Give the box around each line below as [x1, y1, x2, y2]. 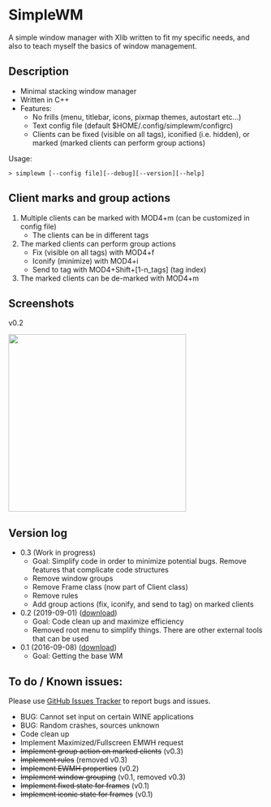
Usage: [8, 153, 32, 163]
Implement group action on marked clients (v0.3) [19, 746, 184, 756]
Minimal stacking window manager [19, 86, 137, 96]
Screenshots [8, 296, 75, 310]
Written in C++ [19, 95, 70, 105]
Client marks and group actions [8, 191, 170, 205]
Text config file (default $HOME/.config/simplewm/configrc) [32, 120, 234, 131]
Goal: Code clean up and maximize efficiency [32, 616, 184, 626]
